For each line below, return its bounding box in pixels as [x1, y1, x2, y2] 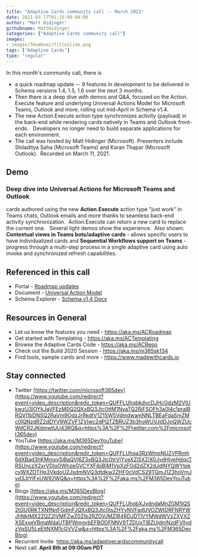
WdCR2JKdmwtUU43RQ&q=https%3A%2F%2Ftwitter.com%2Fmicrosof [14, 424, 191, 431]
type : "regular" [6, 53, 46, 59]
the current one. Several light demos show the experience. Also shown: [6, 225, 184, 232]
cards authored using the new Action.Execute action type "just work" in [6, 206, 182, 213]
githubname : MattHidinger [6, 25, 70, 31]
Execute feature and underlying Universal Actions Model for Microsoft [14, 99, 185, 107]
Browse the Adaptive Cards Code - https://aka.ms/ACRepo [14, 340, 158, 348]
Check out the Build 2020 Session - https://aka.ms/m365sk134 [14, 347, 168, 354]
